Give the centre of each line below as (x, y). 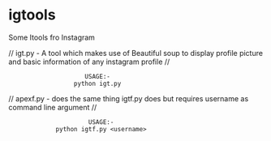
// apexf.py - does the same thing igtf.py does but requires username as (129, 98)
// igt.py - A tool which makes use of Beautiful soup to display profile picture (136, 53)
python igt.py (97, 83)
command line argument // (53, 107)
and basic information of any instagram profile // (89, 62)
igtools (32, 15)
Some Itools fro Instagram (52, 37)
